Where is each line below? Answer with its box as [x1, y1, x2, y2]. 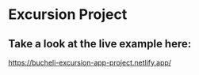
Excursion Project [8, 6, 128, 24]
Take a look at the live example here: [8, 37, 192, 51]
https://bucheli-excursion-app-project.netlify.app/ [8, 58, 172, 67]
